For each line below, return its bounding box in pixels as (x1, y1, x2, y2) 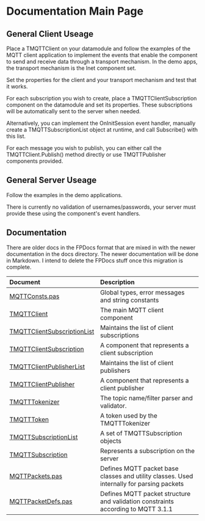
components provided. (6, 157, 63, 165)
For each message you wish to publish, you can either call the (6, 144, 162, 151)
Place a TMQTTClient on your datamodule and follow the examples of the (6, 45, 191, 52)
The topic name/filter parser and (99, 394, 193, 402)
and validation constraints (99, 497, 174, 506)
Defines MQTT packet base (99, 464, 179, 473)
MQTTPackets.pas (9, 471, 63, 480)
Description (99, 277, 135, 286)
